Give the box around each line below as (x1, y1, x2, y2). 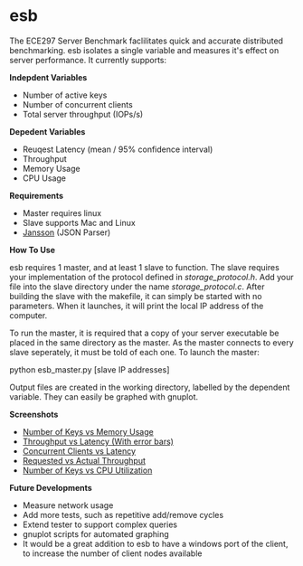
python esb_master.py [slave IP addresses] (9, 363, 170, 375)
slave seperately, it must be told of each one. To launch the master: (9, 346, 260, 357)
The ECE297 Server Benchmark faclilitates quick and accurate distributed (9, 35, 283, 46)
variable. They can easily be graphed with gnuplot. (9, 391, 199, 402)
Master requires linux (22, 207, 102, 218)
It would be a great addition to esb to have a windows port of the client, (22, 538, 289, 549)
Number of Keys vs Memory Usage (22, 426, 154, 437)
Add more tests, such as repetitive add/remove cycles (22, 509, 224, 520)
